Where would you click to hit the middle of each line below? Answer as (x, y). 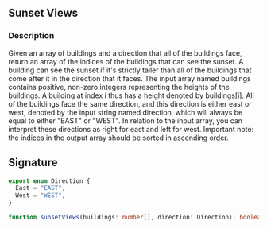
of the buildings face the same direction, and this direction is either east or (130, 103)
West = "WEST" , (41, 196)
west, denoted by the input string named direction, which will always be (126, 112)
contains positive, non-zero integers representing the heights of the (119, 87)
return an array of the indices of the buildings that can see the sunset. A (126, 61)
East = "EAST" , (41, 188)
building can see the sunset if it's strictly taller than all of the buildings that (130, 70)
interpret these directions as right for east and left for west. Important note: (131, 129)
